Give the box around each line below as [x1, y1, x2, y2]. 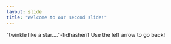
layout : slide [6, 8, 42, 15]
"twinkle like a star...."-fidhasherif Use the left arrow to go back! [6, 31, 166, 38]
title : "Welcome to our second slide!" [6, 14, 107, 20]
